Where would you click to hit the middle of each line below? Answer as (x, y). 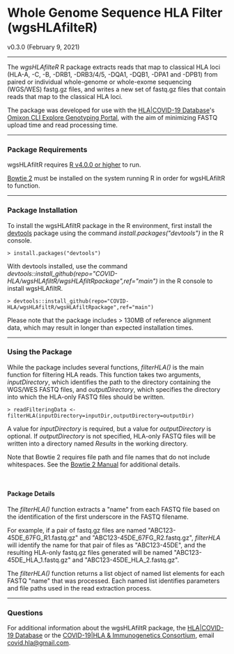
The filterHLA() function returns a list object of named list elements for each (116, 574)
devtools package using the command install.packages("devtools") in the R (116, 233)
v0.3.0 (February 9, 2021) (44, 47)
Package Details (31, 494)
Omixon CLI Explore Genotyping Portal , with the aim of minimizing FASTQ (112, 117)
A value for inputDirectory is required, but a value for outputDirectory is (109, 428)
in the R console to (186, 281)
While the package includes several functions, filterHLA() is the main (106, 367)
